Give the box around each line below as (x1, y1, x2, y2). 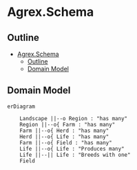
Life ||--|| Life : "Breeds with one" (19, 151, 131, 158)
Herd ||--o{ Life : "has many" (19, 133, 109, 140)
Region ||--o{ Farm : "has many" (19, 121, 116, 128)
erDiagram (7, 103, 36, 110)
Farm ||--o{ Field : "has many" (19, 139, 112, 146)
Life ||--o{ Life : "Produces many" (19, 145, 125, 152)
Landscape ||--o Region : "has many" (19, 115, 128, 122)
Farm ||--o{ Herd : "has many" (19, 127, 109, 134)
